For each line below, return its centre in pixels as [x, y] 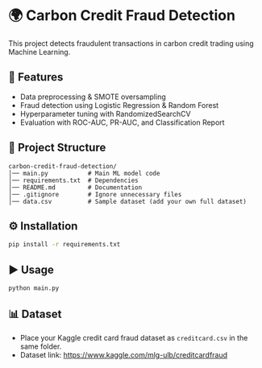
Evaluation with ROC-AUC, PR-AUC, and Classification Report [122, 122]
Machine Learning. [40, 52]
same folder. [41, 346]
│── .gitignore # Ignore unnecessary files [95, 194]
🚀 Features [36, 77]
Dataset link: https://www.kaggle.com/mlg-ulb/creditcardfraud [124, 354]
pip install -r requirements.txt [64, 245]
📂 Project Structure [57, 148]
